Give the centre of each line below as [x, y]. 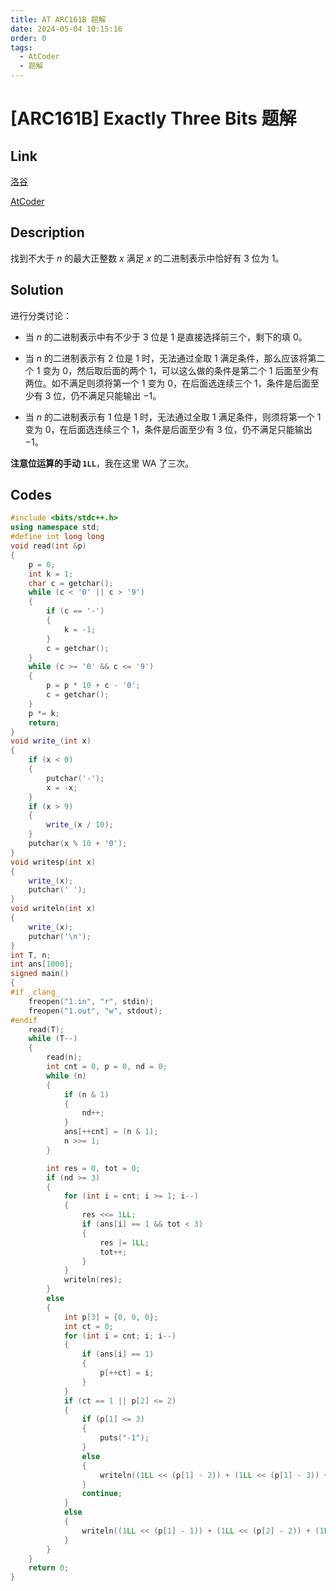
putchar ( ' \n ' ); [60, 936]
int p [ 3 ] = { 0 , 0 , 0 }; [111, 1317]
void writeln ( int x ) [53, 909]
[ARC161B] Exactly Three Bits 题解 [153, 118]
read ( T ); [46, 1029]
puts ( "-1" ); [124, 1438]
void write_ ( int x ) [51, 741]
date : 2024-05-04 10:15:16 [66, 29]
